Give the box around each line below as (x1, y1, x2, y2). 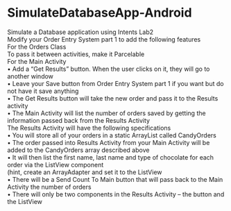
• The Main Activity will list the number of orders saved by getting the (7, 109, 206, 117)
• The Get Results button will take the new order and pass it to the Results (7, 94, 219, 102)
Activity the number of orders (7, 183, 92, 191)
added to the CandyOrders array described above (7, 146, 150, 154)
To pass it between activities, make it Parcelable (7, 50, 145, 58)
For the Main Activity (7, 57, 67, 65)
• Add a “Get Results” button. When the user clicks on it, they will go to (7, 65, 210, 73)
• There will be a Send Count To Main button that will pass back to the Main (7, 175, 223, 183)
